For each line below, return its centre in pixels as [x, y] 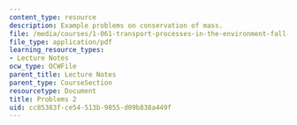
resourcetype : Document [53, 91]
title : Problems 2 [43, 99]
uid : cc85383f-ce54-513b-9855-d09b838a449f [91, 107]
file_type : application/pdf [61, 42]
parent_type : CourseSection [61, 83]
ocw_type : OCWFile [43, 67]
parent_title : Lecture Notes [63, 75]
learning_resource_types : [57, 50]
